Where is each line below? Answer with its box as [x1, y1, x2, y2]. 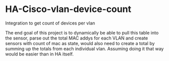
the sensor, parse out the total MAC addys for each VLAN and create [5, 35, 148, 41]
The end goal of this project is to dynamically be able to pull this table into [5, 29, 159, 35]
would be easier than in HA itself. [5, 51, 74, 57]
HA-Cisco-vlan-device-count [5, 3, 132, 15]
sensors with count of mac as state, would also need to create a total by [5, 40, 155, 46]
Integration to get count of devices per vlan [5, 20, 95, 26]
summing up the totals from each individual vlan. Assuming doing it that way [5, 45, 164, 51]
